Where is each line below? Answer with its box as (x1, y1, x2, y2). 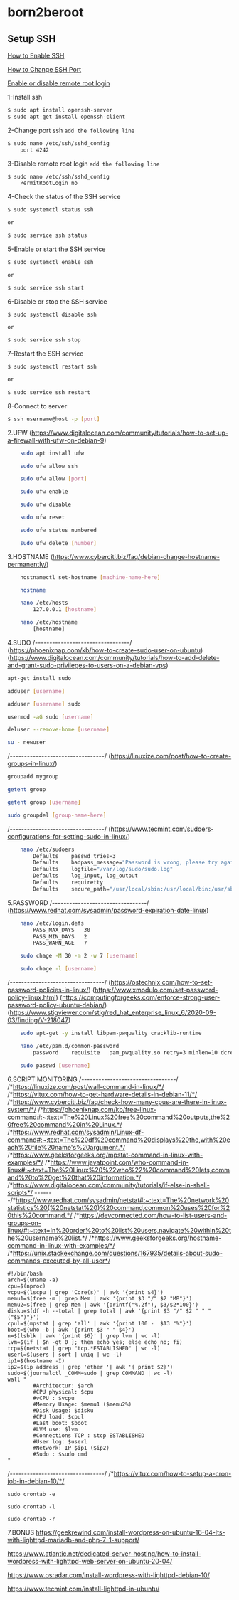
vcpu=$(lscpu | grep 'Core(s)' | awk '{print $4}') (7, 1288, 164, 1296)
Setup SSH (7, 33, 56, 45)
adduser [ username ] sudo (7, 700, 81, 708)
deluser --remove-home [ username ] (7, 726, 110, 733)
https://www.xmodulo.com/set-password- (95, 986, 218, 994)
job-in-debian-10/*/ (7, 1477, 65, 1485)
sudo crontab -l (7, 1503, 55, 1510)
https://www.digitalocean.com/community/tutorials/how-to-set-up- (31, 428, 229, 437)
